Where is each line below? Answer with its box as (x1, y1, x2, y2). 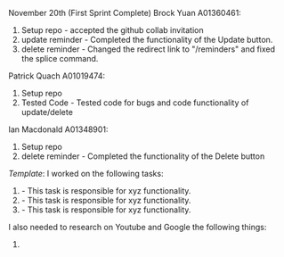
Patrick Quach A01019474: (8, 70, 106, 81)
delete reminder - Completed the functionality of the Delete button (20, 151, 265, 162)
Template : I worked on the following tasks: (8, 169, 164, 178)
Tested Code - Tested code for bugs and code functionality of (20, 97, 249, 108)
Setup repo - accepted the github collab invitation (20, 25, 204, 35)
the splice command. (20, 54, 99, 63)
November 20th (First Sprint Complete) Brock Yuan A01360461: (8, 8, 241, 18)
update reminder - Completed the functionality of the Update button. (20, 35, 273, 45)
